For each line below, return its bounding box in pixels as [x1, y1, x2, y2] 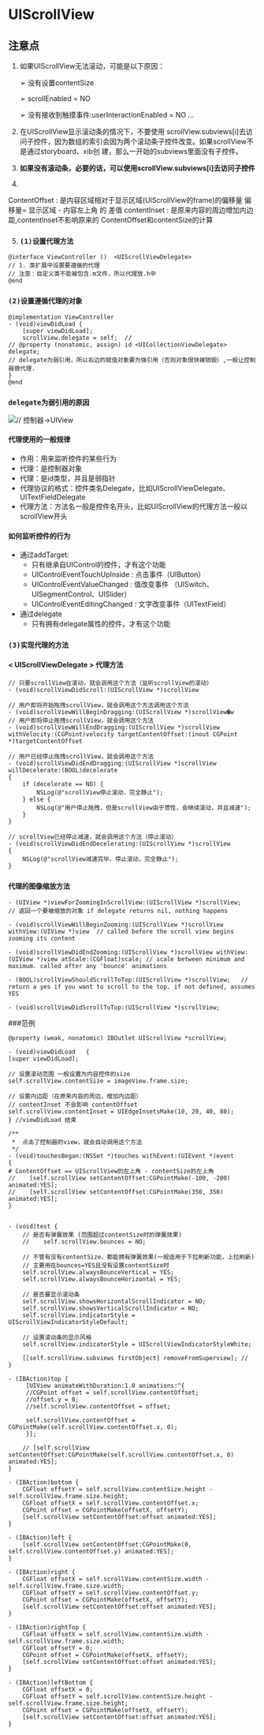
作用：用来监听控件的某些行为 [19, 454, 117, 463]
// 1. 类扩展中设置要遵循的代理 [8, 262, 100, 270]
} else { [22, 795, 51, 804]
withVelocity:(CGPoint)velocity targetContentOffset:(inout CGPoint [8, 731, 238, 738]
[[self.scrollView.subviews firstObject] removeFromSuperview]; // [22, 1354, 248, 1362]
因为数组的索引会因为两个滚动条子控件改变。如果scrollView [54, 136, 247, 146]
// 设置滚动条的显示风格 [22, 1333, 92, 1341]
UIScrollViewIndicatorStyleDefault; [8, 1318, 128, 1326]
